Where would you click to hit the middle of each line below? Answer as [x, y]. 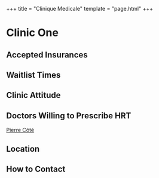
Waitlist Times [33, 75]
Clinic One [32, 33]
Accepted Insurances [47, 55]
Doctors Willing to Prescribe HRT [69, 116]
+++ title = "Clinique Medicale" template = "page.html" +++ [80, 9]
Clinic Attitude [33, 95]
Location [23, 149]
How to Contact [36, 169]
